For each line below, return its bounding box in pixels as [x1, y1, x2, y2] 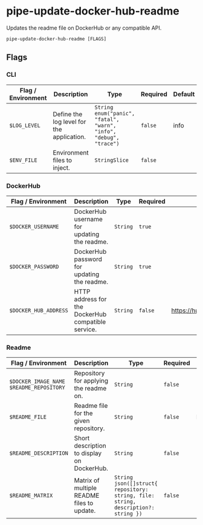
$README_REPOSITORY [9, 384, 65, 391]
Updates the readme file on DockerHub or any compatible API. [6, 24, 162, 31]
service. [74, 325, 97, 333]
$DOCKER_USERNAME [9, 223, 59, 230]
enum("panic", [94, 110, 135, 117]
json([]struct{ [114, 480, 158, 487]
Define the [53, 110, 83, 118]
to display [74, 449, 101, 457]
